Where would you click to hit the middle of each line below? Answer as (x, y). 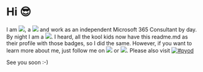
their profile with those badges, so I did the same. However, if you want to (99, 43)
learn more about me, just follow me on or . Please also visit (88, 50)
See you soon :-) (28, 62)
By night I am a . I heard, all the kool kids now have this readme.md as (97, 37)
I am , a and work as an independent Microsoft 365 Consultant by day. (102, 29)
